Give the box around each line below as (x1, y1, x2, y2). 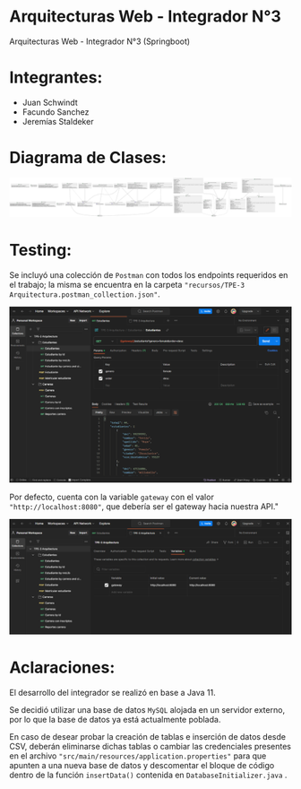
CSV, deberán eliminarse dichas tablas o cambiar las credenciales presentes (9, 741, 292, 751)
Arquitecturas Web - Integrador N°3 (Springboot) (9, 36, 191, 47)
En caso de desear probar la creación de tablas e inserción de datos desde (9, 731, 287, 741)
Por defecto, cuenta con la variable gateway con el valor (9, 491, 215, 503)
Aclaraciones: (9, 657, 116, 678)
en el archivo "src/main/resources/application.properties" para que (9, 750, 267, 761)
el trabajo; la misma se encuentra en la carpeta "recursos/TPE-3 (9, 279, 245, 290)
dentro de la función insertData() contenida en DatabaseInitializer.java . (9, 769, 288, 780)
